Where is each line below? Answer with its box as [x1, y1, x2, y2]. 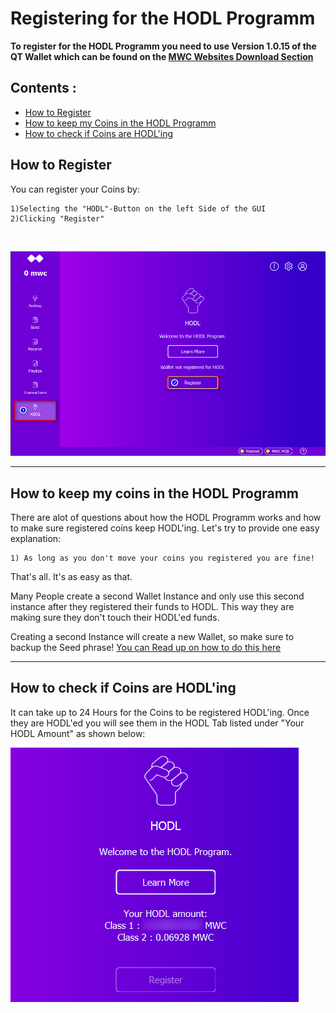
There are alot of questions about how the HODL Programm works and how [10, 512, 322, 523]
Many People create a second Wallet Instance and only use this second [10, 590, 305, 602]
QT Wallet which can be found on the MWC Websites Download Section [10, 50, 314, 62]
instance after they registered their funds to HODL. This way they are [10, 601, 295, 612]
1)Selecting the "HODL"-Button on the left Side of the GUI [10, 203, 267, 214]
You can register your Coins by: [10, 183, 140, 195]
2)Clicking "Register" [10, 213, 105, 224]
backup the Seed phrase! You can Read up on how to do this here [10, 642, 282, 653]
